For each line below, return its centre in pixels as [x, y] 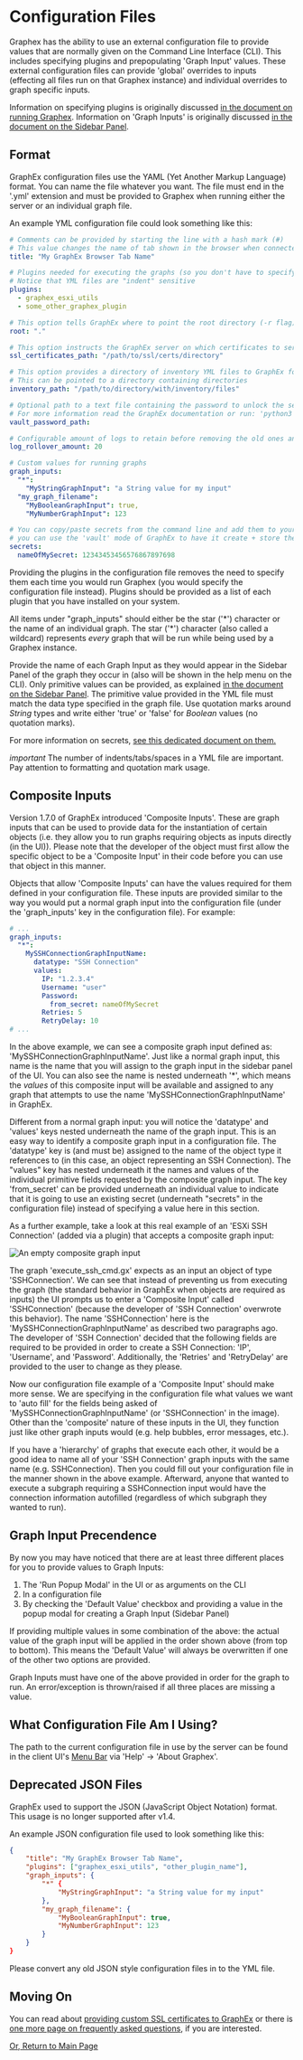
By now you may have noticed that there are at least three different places [147, 1557]
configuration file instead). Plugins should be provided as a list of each [141, 591]
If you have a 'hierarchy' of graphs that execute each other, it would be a [144, 1450]
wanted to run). [38, 1507]
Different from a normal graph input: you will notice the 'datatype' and [139, 1122]
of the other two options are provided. [80, 1659]
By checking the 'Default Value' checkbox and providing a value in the [152, 1603]
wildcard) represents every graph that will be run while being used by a [142, 638]
